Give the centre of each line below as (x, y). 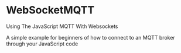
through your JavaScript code (42, 44)
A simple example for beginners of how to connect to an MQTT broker (91, 37)
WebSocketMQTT (50, 10)
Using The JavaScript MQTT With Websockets (62, 26)
